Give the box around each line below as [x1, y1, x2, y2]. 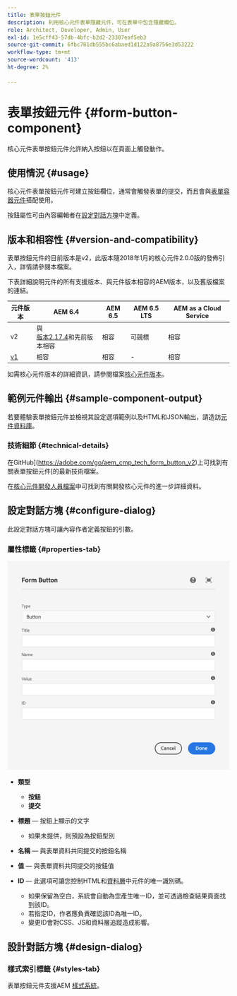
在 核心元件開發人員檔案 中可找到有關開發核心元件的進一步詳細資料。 [7, 481, 205, 491]
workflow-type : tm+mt [7, 49, 71, 56]
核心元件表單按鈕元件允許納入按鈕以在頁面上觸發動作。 [7, 144, 168, 153]
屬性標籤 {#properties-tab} [7, 544, 101, 554]
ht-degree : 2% [7, 64, 49, 71]
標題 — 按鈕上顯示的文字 [17, 816, 90, 825]
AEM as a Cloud [173, 304, 221, 312]
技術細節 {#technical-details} [7, 440, 109, 450]
